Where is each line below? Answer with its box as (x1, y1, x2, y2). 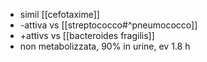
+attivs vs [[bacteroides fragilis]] (19, 30, 155, 41)
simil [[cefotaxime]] (19, 9, 100, 20)
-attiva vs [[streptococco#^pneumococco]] (19, 19, 198, 31)
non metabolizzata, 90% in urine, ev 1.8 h (19, 40, 191, 52)
